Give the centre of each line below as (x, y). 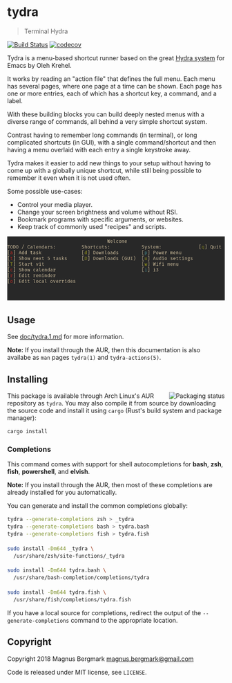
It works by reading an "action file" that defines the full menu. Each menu (111, 79)
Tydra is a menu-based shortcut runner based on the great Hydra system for (116, 58)
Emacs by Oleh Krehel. (39, 65)
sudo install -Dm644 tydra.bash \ (57, 571)
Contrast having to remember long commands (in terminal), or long (102, 135)
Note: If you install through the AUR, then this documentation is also (104, 350)
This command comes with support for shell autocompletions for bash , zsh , (115, 464)
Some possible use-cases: (45, 191)
